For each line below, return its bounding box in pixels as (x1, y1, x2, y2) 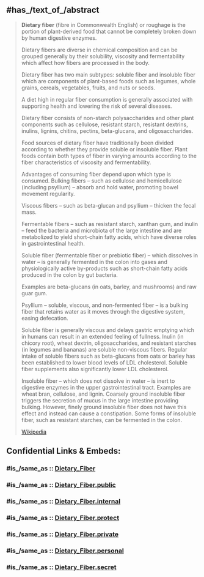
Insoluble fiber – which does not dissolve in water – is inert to (21, 377, 175, 385)
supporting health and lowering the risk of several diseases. (21, 102, 172, 110)
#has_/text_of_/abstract (6, 5, 100, 15)
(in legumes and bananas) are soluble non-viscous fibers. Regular (21, 345, 188, 353)
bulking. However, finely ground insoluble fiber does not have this (21, 403, 187, 410)
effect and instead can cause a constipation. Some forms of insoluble (21, 410, 197, 417)
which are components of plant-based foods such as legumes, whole (21, 77, 196, 85)
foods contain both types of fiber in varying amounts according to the (21, 152, 197, 159)
